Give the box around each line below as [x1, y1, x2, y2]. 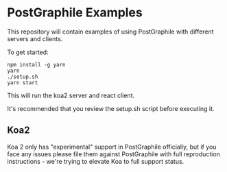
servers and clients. [7, 34, 63, 42]
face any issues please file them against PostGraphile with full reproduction [7, 149, 221, 158]
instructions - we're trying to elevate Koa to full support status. [7, 157, 184, 165]
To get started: [7, 48, 49, 56]
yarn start [7, 79, 38, 86]
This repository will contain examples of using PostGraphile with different [7, 27, 214, 36]
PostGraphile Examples [7, 5, 143, 21]
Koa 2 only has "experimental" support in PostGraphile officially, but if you [7, 143, 217, 151]
